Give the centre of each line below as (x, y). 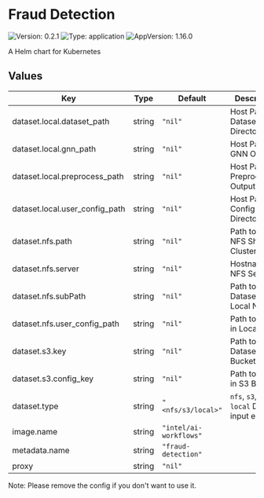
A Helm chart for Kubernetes (55, 51)
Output (243, 186)
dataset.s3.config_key (53, 379)
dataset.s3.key (39, 351)
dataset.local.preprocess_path (68, 176)
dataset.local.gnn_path (54, 148)
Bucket (243, 361)
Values (26, 76)
